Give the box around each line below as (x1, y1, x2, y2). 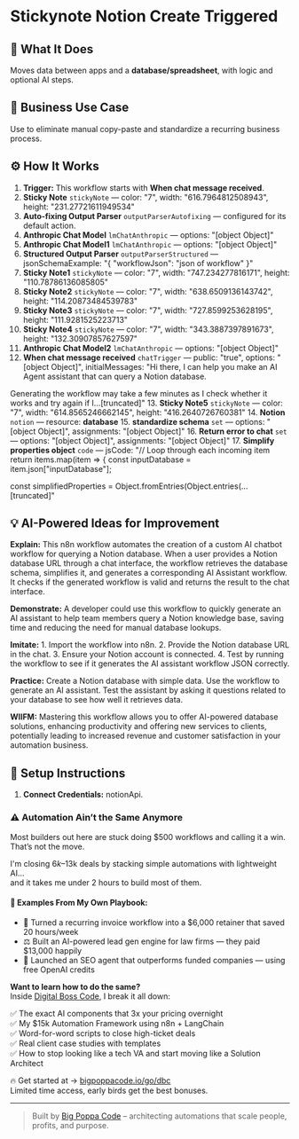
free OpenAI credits (22, 964, 96, 975)
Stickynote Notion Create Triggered (10, 6, 279, 27)
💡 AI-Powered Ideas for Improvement (10, 516, 220, 531)
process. (10, 133, 43, 144)
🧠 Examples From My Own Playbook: (10, 898, 148, 908)
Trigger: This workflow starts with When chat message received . (22, 182, 264, 192)
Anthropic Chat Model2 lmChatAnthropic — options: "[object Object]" (22, 342, 279, 353)
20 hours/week (22, 926, 79, 937)
